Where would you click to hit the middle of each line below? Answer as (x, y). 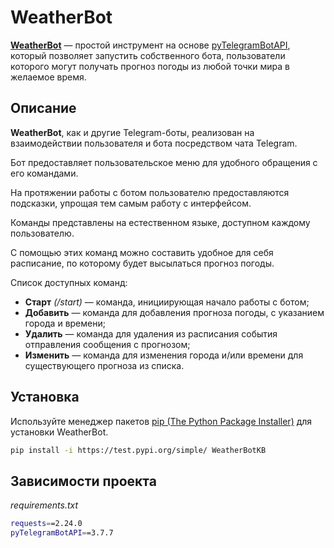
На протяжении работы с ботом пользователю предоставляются (150, 192)
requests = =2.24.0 (46, 524)
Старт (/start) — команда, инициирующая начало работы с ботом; (167, 302)
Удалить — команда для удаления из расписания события (151, 333)
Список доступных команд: (69, 282)
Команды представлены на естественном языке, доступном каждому (160, 222)
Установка (45, 397)
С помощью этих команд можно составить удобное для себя (142, 252)
